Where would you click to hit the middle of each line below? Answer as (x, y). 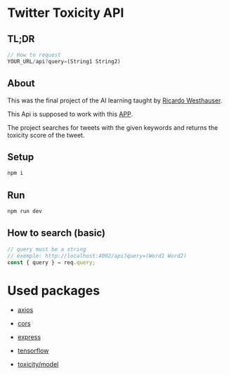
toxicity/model (38, 364)
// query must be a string (47, 249)
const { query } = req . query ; (52, 262)
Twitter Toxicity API (66, 13)
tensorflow (33, 351)
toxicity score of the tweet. (46, 135)
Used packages (54, 290)
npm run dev (25, 211)
